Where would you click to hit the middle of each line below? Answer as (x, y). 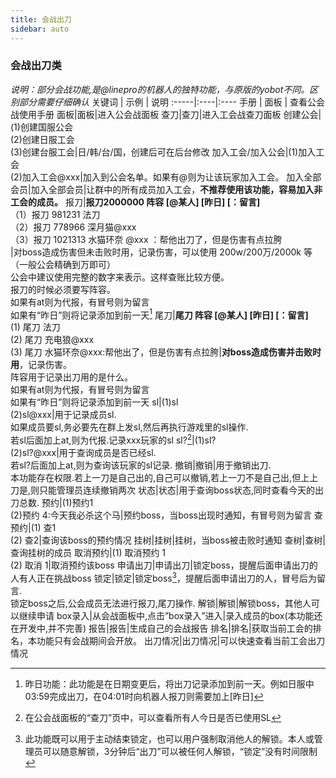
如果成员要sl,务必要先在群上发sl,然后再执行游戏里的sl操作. (129, 427)
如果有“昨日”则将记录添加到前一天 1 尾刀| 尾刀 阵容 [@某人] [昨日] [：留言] (159, 314)
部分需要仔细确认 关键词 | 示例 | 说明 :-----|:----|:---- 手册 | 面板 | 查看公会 (172, 102)
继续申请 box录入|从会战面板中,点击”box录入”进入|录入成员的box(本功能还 (170, 615)
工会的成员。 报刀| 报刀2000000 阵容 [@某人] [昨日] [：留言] (135, 202)
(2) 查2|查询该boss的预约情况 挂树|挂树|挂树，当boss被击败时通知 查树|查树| (168, 540)
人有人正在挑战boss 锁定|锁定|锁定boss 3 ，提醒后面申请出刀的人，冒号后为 (163, 577)
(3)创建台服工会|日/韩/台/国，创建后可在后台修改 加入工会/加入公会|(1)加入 (163, 152)
